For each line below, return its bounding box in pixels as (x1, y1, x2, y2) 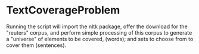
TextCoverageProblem (6, 4, 120, 17)
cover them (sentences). (6, 42, 67, 49)
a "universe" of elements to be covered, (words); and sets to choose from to (6, 35, 194, 42)
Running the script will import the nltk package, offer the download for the (6, 23, 188, 30)
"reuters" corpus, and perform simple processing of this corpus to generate (6, 29, 192, 36)
